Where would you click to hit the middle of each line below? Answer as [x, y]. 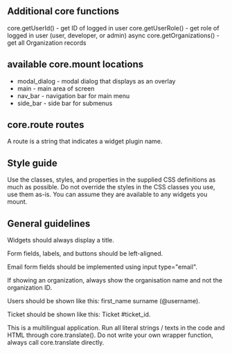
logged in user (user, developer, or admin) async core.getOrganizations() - [114, 35]
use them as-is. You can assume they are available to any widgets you [107, 194]
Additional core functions [63, 11]
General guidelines [49, 223]
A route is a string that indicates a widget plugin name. [85, 142]
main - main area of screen [56, 88]
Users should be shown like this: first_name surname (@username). [104, 301]
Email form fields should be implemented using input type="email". [102, 267]
